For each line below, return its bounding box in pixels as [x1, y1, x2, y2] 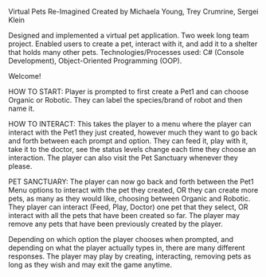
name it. [8, 103, 35, 113]
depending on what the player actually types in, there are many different [8, 243, 245, 252]
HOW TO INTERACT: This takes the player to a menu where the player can [8, 119, 252, 128]
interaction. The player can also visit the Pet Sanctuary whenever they [8, 153, 239, 162]
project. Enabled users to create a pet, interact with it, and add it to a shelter [8, 39, 258, 49]
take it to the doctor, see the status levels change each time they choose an [8, 145, 256, 154]
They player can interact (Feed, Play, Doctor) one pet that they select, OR [8, 202, 248, 212]
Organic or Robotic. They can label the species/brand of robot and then [8, 96, 243, 104]
